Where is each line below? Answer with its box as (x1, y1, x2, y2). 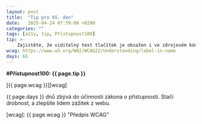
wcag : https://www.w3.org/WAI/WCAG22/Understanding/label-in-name (6, 48, 176, 54)
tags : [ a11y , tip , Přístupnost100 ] (6, 31, 96, 37)
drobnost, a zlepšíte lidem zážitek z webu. (6, 99, 111, 107)
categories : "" (6, 25, 44, 32)
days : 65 (6, 53, 28, 59)
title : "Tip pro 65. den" (6, 14, 74, 20)
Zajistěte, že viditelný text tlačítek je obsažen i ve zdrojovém (17, 43, 187, 49)
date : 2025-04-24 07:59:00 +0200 (6, 20, 96, 26)
